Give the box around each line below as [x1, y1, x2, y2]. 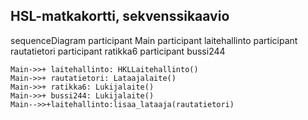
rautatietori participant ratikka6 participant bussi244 [10, 45, 226, 57]
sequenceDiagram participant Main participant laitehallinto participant [10, 34, 298, 46]
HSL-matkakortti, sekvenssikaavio [10, 8, 230, 25]
